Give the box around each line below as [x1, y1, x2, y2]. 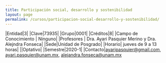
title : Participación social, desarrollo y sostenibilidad [5, 7, 133, 13]
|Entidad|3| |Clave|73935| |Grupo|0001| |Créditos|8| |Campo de [5, 31, 138, 37]
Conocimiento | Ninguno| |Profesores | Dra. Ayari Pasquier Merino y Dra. [5, 36, 156, 42]
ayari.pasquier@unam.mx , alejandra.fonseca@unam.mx [5, 52, 122, 58]
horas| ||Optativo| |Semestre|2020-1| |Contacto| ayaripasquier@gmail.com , [5, 46, 161, 53]
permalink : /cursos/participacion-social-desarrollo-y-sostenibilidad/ [5, 17, 159, 22]
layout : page [5, 12, 33, 17]
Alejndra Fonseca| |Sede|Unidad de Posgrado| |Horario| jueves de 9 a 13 [5, 41, 157, 47]
